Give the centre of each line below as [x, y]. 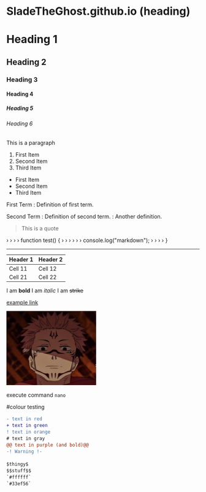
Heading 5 [20, 108]
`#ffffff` [19, 477]
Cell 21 [18, 277]
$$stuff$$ [19, 471]
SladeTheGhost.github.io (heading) [98, 11]
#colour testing [25, 407]
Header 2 [51, 260]
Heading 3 [22, 79]
